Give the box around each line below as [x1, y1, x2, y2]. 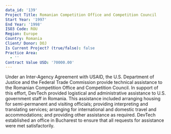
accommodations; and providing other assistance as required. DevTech [5, 112, 156, 118]
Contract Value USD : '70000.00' [5, 60, 74, 65]
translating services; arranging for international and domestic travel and [5, 106, 157, 113]
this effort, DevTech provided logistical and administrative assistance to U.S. [5, 90, 166, 96]
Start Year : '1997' [5, 17, 47, 22]
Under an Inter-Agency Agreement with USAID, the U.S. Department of [5, 74, 155, 80]
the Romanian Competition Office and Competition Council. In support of [5, 85, 159, 91]
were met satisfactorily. [5, 123, 55, 129]
